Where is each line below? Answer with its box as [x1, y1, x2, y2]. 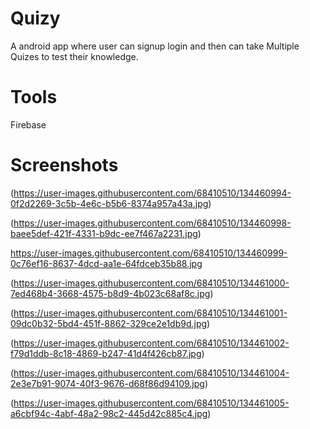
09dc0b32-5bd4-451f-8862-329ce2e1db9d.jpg [10, 317, 208, 329]
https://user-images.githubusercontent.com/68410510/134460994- [13, 187, 292, 199]
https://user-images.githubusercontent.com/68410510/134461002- [13, 337, 290, 349]
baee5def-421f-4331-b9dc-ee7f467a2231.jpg [10, 227, 198, 239]
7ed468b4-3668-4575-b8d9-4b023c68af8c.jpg [10, 287, 211, 299]
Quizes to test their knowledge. [10, 50, 139, 62]
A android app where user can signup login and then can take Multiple [10, 40, 300, 52]
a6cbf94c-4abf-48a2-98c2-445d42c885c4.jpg [10, 407, 208, 419]
